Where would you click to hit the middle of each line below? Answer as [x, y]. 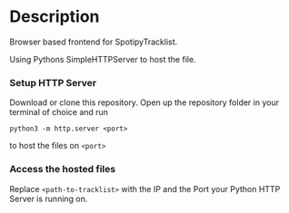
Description [55, 17]
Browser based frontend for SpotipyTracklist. [94, 42]
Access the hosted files [63, 169]
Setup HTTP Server [53, 82]
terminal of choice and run [59, 112]
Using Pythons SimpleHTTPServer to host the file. [103, 59]
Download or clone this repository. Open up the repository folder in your [144, 102]
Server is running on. [49, 198]
